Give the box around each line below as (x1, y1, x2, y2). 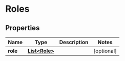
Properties (5, 24, 40, 32)
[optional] (93, 47, 117, 54)
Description (59, 39, 89, 46)
